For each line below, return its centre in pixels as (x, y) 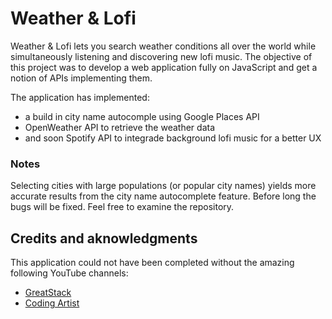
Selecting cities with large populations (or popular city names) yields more (163, 186)
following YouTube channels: (69, 273)
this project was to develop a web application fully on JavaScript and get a (164, 67)
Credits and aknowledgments (104, 238)
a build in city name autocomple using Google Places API (142, 116)
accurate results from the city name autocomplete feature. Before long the (163, 196)
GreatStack (48, 293)
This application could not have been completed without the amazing (152, 263)
